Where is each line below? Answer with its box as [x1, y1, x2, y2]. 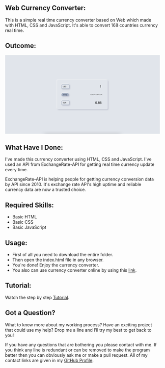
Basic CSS [12, 219, 33, 225]
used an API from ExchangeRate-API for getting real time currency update [5, 161, 155, 167]
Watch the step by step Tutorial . [5, 294, 70, 300]
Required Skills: [5, 201, 54, 209]
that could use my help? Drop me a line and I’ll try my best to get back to [5, 327, 152, 333]
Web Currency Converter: [5, 4, 86, 12]
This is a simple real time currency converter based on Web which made [5, 17, 151, 23]
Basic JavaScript [12, 224, 47, 230]
